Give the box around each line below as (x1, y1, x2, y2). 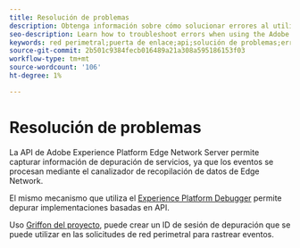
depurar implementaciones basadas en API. (9, 202, 170, 212)
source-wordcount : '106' (9, 63, 102, 72)
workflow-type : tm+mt (9, 54, 90, 63)
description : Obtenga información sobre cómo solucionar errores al (9, 21, 270, 30)
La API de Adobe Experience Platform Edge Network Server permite (9, 146, 260, 157)
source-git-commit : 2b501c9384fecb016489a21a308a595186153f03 (9, 46, 246, 55)
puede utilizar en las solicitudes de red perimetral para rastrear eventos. (9, 228, 275, 239)
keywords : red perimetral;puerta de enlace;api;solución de (9, 37, 238, 47)
